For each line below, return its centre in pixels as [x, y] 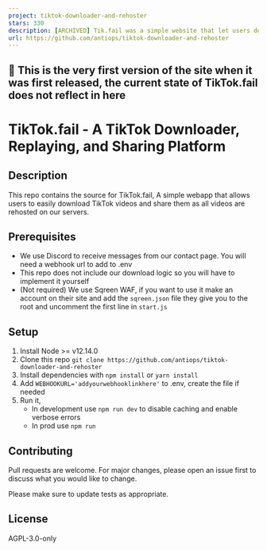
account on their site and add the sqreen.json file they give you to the [134, 298]
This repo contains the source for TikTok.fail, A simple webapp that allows [129, 195]
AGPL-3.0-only [33, 538]
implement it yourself [54, 281]
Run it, [30, 400]
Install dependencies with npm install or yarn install [109, 375]
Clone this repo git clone [62, 360]
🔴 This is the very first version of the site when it [130, 70]
